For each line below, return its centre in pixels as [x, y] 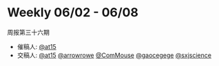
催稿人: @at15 [36, 46]
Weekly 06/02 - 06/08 [73, 13]
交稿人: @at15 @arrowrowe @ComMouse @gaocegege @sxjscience [114, 55]
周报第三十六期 [28, 32]
